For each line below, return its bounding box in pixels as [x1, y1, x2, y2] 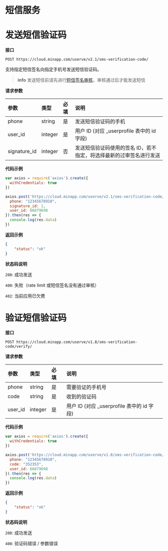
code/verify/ [5, 344, 32, 349]
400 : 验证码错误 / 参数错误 [5, 540, 58, 546]
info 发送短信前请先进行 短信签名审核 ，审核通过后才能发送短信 [17, 77, 146, 83]
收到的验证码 [66, 393, 96, 400]
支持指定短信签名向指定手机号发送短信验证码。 [5, 66, 101, 73]
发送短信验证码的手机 [74, 118, 125, 125]
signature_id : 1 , [9, 204, 46, 209]
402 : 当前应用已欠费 [5, 293, 45, 299]
